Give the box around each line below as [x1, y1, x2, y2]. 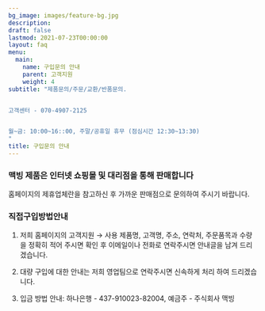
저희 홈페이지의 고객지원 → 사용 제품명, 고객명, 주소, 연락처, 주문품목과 [19, 230, 238, 240]
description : [8, 19, 52, 27]
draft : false [8, 26, 52, 34]
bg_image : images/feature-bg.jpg [8, 11, 119, 20]
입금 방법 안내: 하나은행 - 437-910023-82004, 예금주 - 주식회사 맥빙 [19, 294, 236, 303]
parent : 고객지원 [22, 70, 73, 78]
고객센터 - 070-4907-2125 [8, 106, 87, 115]
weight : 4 [22, 78, 56, 85]
